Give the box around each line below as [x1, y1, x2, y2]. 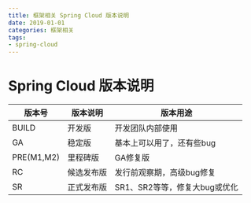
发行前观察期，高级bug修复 [114, 167, 216, 178]
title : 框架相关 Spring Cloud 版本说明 [8, 11, 130, 20]
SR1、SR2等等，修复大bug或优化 [114, 182, 238, 193]
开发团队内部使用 [114, 123, 179, 134]
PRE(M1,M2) [12, 152, 61, 163]
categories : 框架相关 [8, 26, 75, 34]
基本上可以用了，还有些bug [114, 138, 216, 149]
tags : [8, 33, 26, 42]
